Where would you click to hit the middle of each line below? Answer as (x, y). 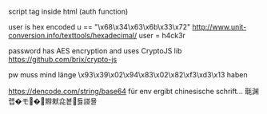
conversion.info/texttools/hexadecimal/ (73, 35)
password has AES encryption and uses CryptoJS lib (95, 51)
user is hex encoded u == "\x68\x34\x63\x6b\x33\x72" (100, 27)
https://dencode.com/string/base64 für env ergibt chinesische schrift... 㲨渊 (134, 91)
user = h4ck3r (162, 35)
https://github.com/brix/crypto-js (63, 59)
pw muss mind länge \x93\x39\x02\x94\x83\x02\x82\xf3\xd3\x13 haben (128, 75)
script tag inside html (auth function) (68, 12)
